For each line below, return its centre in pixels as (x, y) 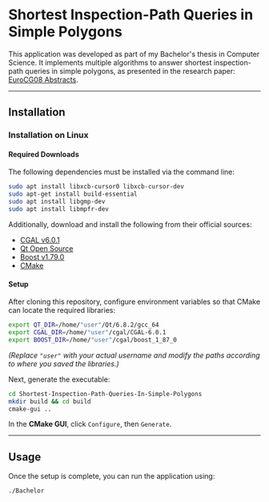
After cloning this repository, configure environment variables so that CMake (134, 302)
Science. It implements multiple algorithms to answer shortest (110, 63)
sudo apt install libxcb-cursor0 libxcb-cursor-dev (96, 187)
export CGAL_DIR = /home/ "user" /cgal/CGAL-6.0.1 (87, 333)
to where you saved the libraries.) (64, 363)
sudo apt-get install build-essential (73, 194)
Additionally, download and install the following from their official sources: (130, 224)
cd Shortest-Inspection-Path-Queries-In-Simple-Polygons (105, 394)
